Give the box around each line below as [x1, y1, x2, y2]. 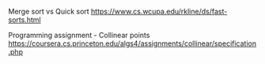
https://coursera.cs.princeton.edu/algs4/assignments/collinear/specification [8, 39, 257, 48]
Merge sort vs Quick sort [8, 7, 89, 16]
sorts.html [8, 15, 41, 24]
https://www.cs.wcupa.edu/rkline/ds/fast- [90, 7, 228, 16]
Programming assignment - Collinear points [8, 31, 150, 40]
